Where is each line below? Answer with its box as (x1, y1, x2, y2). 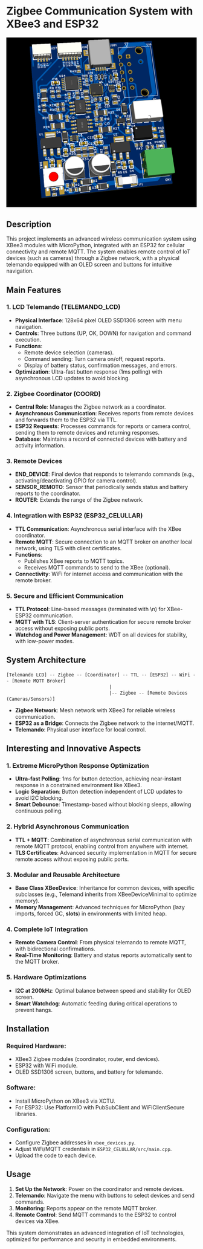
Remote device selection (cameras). (24, 349, 114, 356)
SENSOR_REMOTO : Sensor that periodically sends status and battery (14, 484, 188, 491)
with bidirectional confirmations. (14, 945, 95, 953)
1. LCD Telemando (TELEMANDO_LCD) (6, 303, 121, 311)
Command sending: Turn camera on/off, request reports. (24, 355, 166, 362)
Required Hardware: (6, 1042, 66, 1050)
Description (6, 219, 51, 229)
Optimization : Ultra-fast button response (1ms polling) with (14, 368, 163, 375)
